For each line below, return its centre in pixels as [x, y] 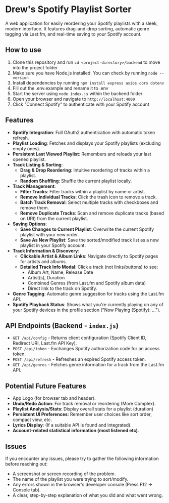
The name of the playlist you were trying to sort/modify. [70, 479]
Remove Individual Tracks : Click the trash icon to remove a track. [89, 197]
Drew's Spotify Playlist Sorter [68, 9]
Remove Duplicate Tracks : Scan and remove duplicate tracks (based [92, 213]
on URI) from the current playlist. [54, 218]
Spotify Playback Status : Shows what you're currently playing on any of [88, 304]
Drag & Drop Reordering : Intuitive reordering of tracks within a [85, 170]
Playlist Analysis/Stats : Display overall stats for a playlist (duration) [83, 409]
